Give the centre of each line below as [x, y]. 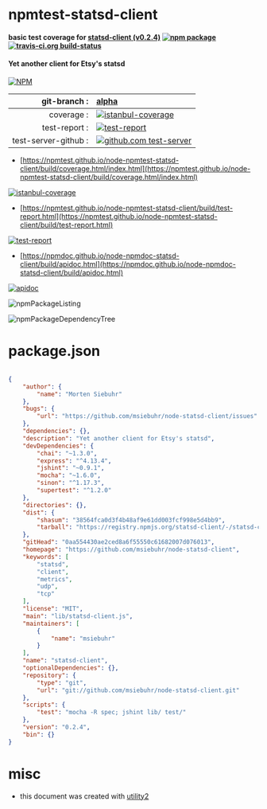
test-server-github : [50, 140]
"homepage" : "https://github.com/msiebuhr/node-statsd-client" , [131, 550]
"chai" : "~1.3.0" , [67, 453]
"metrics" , [55, 579]
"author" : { [42, 387]
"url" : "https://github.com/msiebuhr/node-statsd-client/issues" [147, 416]
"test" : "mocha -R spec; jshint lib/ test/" [112, 713]
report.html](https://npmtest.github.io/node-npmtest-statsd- [119, 216]
